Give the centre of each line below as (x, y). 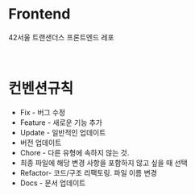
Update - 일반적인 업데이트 (63, 132)
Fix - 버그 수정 (43, 112)
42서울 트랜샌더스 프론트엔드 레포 (61, 37)
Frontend (39, 14)
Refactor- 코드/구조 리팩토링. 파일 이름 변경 (88, 172)
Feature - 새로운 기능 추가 (61, 122)
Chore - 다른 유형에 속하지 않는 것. (75, 152)
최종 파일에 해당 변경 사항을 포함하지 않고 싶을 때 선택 (104, 163)
